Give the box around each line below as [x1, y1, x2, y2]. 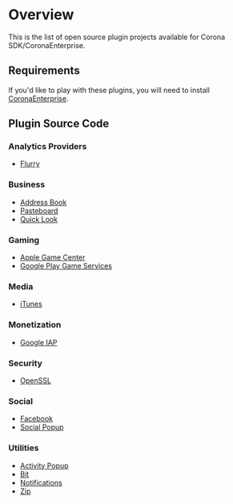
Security [8, 357, 42, 369]
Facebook [19, 414, 54, 424]
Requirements [8, 64, 80, 78]
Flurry [19, 159, 40, 169]
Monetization [8, 319, 62, 330]
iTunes [19, 299, 42, 309]
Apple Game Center [19, 252, 86, 262]
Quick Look [19, 214, 58, 224]
